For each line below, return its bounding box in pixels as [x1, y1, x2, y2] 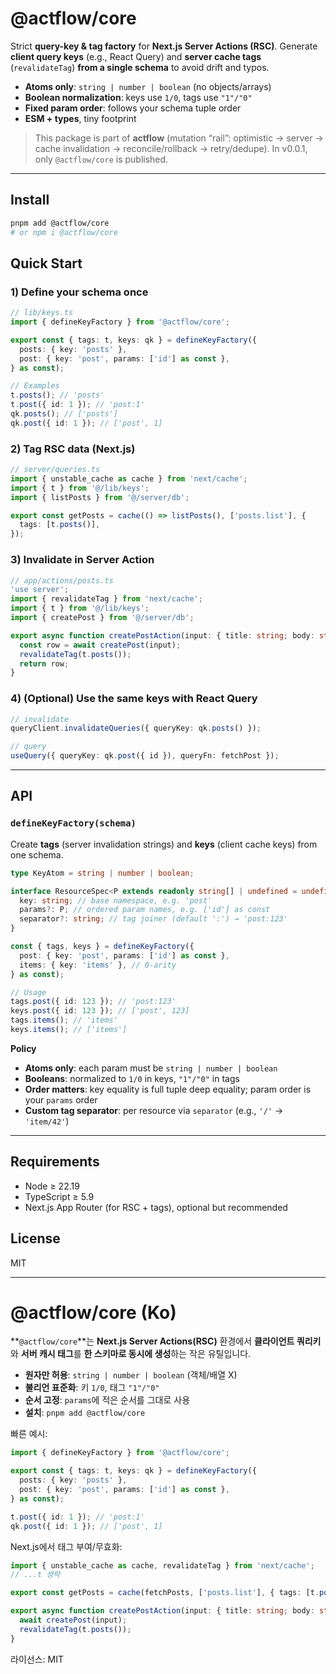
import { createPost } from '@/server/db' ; [10, 613, 195, 623]
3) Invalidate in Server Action [10, 553, 155, 567]
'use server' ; [10, 585, 70, 595]
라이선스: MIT [10, 1653, 64, 1665]
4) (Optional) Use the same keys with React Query [10, 692, 258, 706]
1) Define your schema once [10, 285, 149, 299]
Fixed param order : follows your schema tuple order [24, 102, 242, 114]
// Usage [10, 987, 47, 997]
